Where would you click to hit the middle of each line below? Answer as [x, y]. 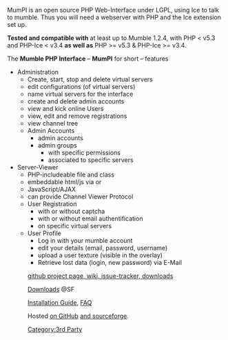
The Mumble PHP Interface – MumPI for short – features [88, 59]
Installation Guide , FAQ [60, 302]
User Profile [44, 233]
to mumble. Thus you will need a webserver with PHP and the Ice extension [114, 17]
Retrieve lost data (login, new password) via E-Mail [110, 262]
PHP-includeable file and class [71, 174]
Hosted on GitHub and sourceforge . [78, 316]
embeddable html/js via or [64, 182]
